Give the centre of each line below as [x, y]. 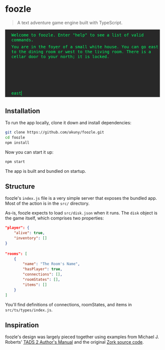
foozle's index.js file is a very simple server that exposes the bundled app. [81, 198]
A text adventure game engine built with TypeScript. [70, 23]
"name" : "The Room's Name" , [51, 264]
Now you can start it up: [29, 152]
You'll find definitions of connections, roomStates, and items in [69, 304]
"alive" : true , [29, 233]
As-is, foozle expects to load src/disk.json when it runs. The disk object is [81, 213]
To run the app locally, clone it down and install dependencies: [68, 123]
